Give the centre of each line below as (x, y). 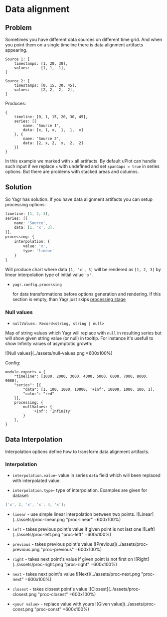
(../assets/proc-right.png (38, 564)
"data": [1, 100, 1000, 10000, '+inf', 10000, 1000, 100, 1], (89, 389)
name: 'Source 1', (42, 126)
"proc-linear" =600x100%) (93, 519)
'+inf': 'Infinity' (52, 411)
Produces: (16, 103)
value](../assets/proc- (134, 604)
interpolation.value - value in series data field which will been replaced (86, 475)
